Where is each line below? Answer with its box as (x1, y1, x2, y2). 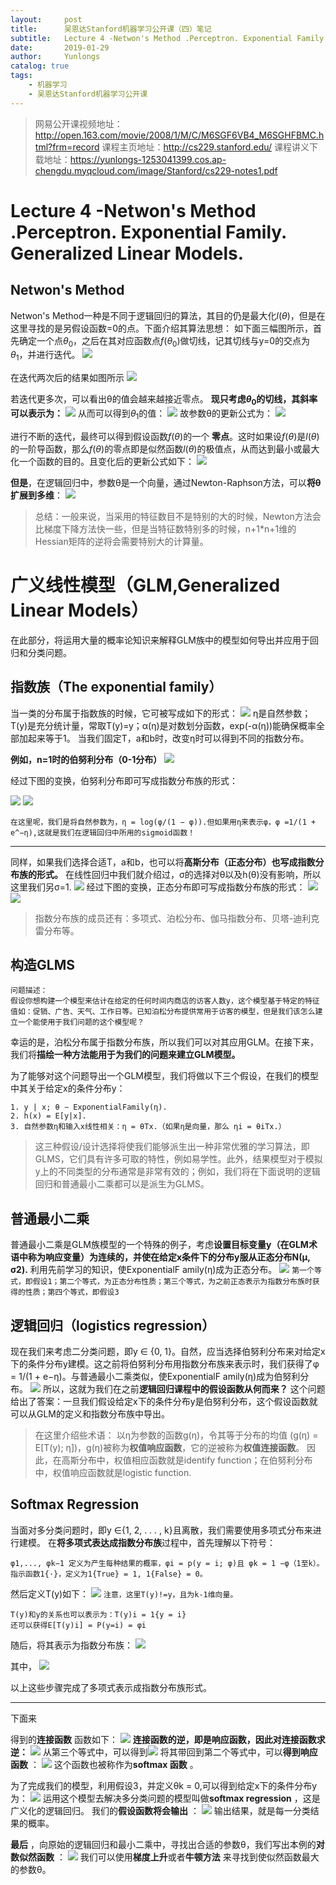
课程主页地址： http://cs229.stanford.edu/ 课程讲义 (101, 141, 310, 153)
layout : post (10, 14, 83, 25)
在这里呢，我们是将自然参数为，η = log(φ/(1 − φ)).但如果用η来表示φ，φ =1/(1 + (10, 817, 317, 827)
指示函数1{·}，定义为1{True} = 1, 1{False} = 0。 (10, 1569, 208, 1579)
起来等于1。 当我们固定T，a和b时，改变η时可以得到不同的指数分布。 (27, 732, 310, 744)
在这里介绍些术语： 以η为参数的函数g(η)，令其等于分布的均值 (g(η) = (34, 1429, 319, 1441)
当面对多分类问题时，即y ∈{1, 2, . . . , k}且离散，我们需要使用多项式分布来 (10, 1524, 313, 1536)
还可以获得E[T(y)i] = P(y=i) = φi (10, 1620, 147, 1630)
